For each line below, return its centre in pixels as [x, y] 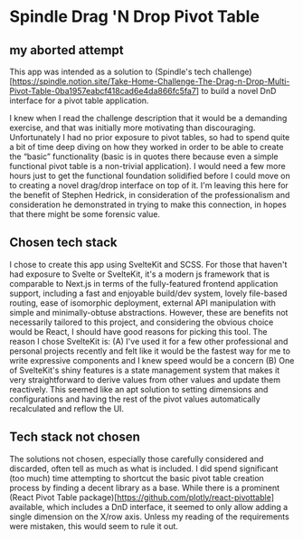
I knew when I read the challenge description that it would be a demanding [148, 118]
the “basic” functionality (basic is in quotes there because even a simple [144, 156]
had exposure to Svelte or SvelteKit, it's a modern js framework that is [139, 274]
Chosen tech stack [63, 243]
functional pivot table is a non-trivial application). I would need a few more [148, 166]
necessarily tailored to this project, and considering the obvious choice [142, 322]
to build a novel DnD [239, 91]
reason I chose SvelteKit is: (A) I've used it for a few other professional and [149, 341]
